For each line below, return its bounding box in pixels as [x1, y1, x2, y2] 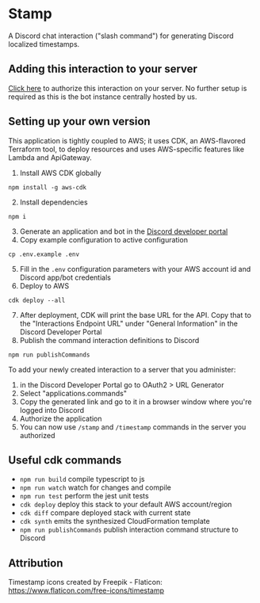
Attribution [8, 556, 63, 570]
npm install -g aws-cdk [8, 183, 87, 191]
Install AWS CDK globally [19, 168, 101, 177]
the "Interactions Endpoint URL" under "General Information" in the [19, 319, 238, 328]
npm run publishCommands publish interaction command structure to [19, 525, 239, 535]
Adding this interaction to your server [8, 63, 198, 76]
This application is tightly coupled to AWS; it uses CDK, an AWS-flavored [8, 135, 246, 145]
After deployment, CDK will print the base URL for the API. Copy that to [19, 310, 252, 319]
